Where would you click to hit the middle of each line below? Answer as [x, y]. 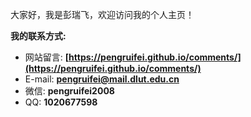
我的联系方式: [38, 36]
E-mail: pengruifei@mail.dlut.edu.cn [102, 79]
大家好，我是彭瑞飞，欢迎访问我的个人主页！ [102, 14]
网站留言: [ [47, 57]
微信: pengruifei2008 [69, 91]
